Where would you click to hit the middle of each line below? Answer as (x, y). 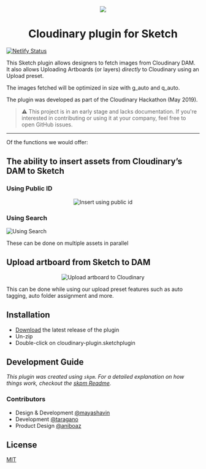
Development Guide (45, 362)
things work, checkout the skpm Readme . (59, 383)
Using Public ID (29, 188)
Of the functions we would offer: (47, 142)
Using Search (27, 218)
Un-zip (24, 336)
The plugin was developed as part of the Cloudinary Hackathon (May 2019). (102, 99)
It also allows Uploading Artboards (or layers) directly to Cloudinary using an (103, 69)
